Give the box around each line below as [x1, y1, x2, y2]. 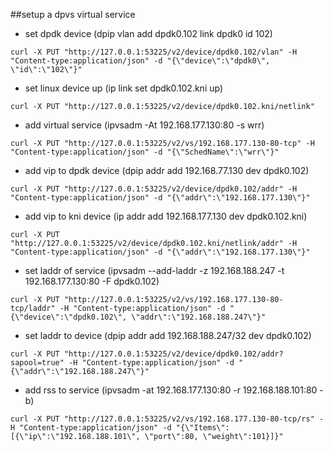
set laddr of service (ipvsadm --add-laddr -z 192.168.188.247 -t [24, 265, 285, 276]
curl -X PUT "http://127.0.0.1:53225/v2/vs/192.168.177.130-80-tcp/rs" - [10, 414, 325, 424]
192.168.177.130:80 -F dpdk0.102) [24, 275, 160, 287]
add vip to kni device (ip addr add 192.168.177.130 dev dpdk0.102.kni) [24, 210, 308, 222]
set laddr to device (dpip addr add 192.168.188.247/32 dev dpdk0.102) [24, 330, 312, 341]
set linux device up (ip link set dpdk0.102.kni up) [24, 82, 224, 94]
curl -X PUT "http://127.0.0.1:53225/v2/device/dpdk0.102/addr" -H [10, 184, 298, 194]
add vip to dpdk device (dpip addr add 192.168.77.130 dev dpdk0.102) [24, 165, 310, 176]
